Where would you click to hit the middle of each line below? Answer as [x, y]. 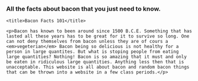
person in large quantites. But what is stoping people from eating [92, 52]
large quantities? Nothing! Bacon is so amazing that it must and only [96, 57]
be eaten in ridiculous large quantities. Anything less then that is [95, 62]
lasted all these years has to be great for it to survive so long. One [98, 36]
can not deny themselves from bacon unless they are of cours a [87, 42]
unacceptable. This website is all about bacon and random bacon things [98, 67]
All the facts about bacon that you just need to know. [84, 9]
